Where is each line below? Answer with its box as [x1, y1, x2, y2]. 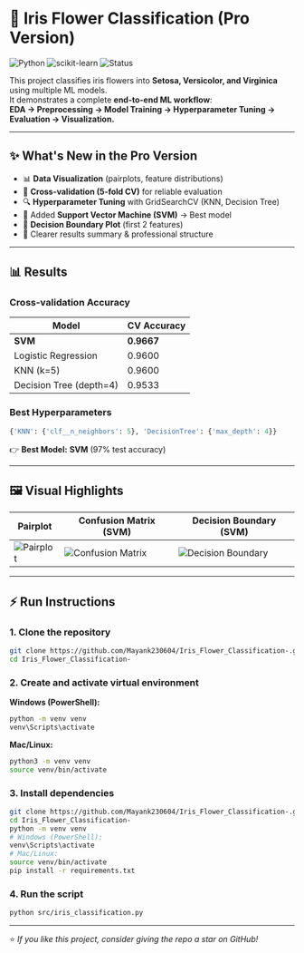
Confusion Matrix [78, 514, 156, 527]
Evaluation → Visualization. [9, 113, 115, 124]
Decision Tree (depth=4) [14, 379, 119, 392]
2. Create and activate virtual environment [9, 676, 199, 688]
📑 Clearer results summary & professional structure [22, 229, 214, 239]
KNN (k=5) [14, 365, 61, 377]
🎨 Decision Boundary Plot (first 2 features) [22, 219, 184, 229]
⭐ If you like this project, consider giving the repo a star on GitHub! [9, 934, 259, 945]
